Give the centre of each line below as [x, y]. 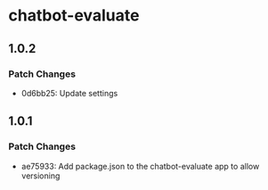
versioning [41, 176]
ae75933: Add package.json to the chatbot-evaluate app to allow [140, 166]
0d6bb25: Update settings [69, 93]
